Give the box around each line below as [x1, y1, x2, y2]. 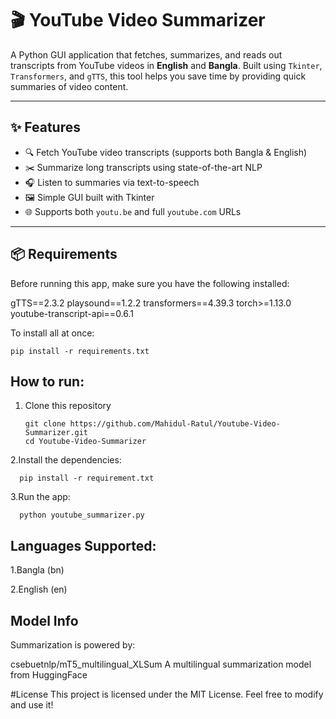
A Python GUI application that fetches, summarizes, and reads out [10, 48, 283, 61]
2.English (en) [10, 583, 68, 596]
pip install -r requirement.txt [19, 473, 155, 484]
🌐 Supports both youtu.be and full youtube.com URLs [24, 205, 242, 217]
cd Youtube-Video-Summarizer [24, 437, 147, 447]
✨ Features [10, 119, 81, 136]
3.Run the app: [10, 491, 71, 503]
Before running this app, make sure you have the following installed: [10, 277, 290, 289]
